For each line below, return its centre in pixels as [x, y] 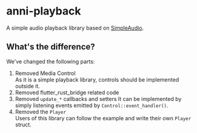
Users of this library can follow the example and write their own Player [103, 118]
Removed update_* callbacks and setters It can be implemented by [98, 99]
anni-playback [44, 11]
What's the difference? [51, 47]
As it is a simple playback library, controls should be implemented [97, 79]
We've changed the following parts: [51, 61]
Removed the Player [41, 112]
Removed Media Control [45, 73]
